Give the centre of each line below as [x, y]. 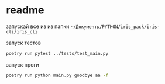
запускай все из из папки [38, 26]
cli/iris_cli [22, 32]
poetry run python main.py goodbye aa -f [57, 75]
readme [25, 10]
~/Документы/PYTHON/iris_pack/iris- [115, 27]
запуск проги [23, 64]
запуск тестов [23, 43]
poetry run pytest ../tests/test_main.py [57, 53]
